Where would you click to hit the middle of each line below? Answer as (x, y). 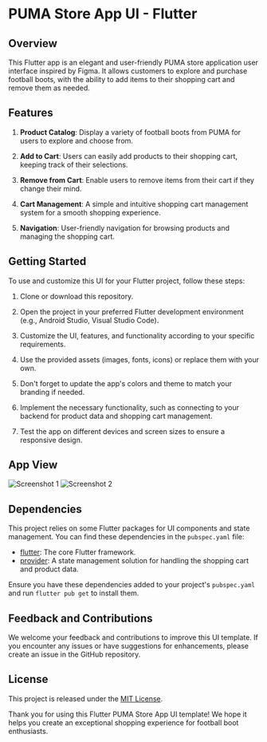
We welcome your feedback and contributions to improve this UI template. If (133, 637)
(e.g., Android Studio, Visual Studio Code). (89, 320)
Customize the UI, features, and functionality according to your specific (137, 335)
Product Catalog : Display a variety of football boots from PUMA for (130, 132)
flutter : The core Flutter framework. (78, 552)
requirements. (43, 344)
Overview (33, 43)
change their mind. (51, 188)
